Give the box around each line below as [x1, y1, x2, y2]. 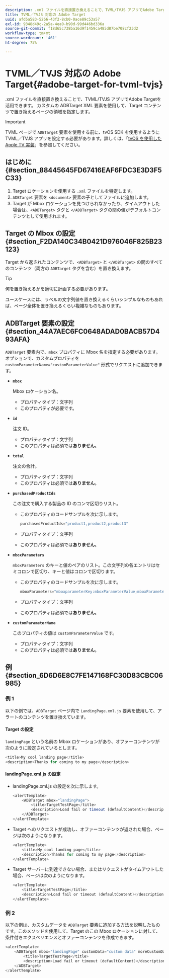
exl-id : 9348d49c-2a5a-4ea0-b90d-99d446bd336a [5, 21, 105, 27]
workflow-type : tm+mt [5, 31, 51, 36]
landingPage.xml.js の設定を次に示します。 [12, 783, 102, 789]
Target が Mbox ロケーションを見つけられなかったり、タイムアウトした [12, 200, 160, 206]
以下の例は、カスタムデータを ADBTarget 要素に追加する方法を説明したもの [5, 922, 160, 928]
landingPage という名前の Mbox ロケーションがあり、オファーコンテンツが [5, 738, 160, 745]
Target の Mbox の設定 [5, 229, 75, 237]
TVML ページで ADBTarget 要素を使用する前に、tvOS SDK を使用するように [5, 129, 160, 135]
